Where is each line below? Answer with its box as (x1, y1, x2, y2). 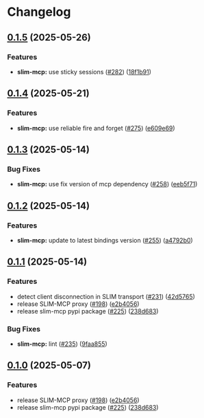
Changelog (7, 4, 71, 20)
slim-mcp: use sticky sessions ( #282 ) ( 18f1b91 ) (16, 67, 152, 76)
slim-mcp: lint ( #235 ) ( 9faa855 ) (16, 340, 107, 348)
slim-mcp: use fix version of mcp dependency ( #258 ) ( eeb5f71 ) (16, 180, 198, 188)
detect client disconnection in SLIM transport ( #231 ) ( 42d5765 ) (16, 292, 195, 300)
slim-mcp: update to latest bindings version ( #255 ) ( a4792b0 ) (16, 236, 193, 244)
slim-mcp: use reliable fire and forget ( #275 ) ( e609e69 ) (16, 124, 176, 132)
